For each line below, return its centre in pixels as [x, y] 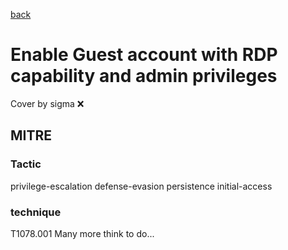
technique [36, 212]
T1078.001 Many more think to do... [82, 233]
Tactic [26, 164]
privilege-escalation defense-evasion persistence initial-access [141, 186]
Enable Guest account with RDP [144, 55]
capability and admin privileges [144, 76]
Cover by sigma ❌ [47, 103]
